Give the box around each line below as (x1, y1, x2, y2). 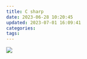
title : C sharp (6, 8, 44, 15)
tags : (6, 31, 20, 37)
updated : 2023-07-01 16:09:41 (6, 19, 82, 25)
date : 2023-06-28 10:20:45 (6, 14, 73, 20)
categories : (6, 25, 36, 31)
